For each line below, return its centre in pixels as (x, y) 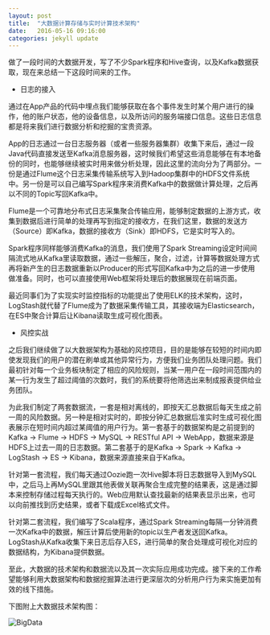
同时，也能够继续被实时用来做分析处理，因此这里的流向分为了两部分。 (138, 164)
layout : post (30, 16)
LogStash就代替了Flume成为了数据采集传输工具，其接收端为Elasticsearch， (134, 306)
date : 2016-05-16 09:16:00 (57, 31)
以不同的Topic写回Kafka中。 (55, 194)
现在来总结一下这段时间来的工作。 (78, 72)
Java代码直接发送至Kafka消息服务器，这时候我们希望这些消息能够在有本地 (131, 154)
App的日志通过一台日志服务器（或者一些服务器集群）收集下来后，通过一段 (131, 144)
